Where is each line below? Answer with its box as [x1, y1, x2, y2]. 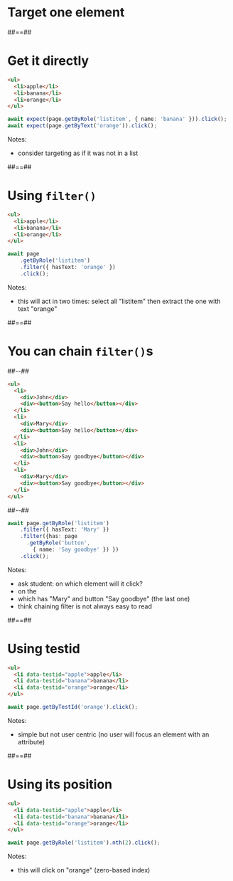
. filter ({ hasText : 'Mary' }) [20, 526, 110, 534]
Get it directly [7, 53, 90, 69]
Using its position [7, 776, 113, 793]
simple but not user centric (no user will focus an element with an [17, 730, 210, 739]
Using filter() [7, 188, 97, 204]
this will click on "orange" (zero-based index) [17, 866, 151, 875]
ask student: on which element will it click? [17, 579, 143, 588]
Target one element [7, 4, 125, 21]
